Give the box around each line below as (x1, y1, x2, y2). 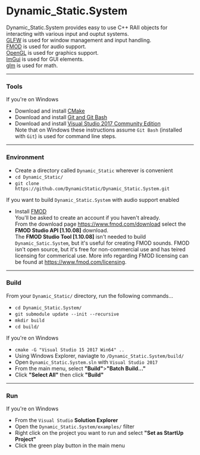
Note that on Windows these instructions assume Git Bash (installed (14, 126, 183, 133)
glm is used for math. (6, 61, 58, 69)
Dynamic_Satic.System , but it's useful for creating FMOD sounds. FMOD (14, 239, 190, 247)
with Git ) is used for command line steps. (14, 133, 117, 140)
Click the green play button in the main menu (14, 442, 125, 449)
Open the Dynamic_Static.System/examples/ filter (14, 423, 135, 430)
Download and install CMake (14, 107, 85, 114)
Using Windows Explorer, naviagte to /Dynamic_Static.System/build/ (14, 352, 185, 359)
